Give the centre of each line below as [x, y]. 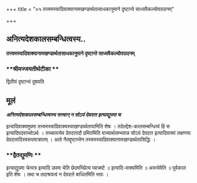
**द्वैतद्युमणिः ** [24, 155]
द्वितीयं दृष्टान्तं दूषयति [25, 82]
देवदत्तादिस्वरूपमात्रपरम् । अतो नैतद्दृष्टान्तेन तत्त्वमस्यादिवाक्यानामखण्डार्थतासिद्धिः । [81, 139]
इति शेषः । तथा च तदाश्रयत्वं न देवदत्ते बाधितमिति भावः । [57, 174]
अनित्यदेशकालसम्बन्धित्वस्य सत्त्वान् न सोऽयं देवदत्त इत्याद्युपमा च [64, 114]
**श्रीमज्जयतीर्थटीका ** [33, 69]
